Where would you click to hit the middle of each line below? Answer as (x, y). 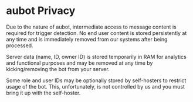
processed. (20, 45)
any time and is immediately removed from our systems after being (87, 39)
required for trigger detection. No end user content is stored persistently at (97, 33)
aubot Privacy (41, 11)
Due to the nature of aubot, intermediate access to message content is (92, 27)
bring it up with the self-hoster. (43, 93)
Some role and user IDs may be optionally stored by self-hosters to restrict (96, 80)
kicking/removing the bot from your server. (58, 69)
